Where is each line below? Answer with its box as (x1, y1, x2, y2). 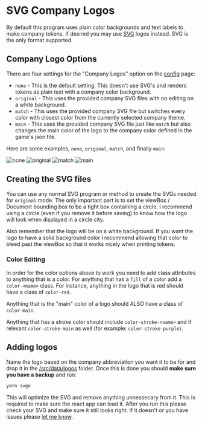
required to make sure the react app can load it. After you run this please (6, 400, 187, 407)
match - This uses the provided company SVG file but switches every (14, 107, 186, 115)
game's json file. (14, 133, 56, 140)
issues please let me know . (6, 413, 74, 420)
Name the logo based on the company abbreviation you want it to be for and (6, 358, 196, 366)
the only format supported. (6, 36, 74, 44)
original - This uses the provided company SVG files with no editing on (14, 94, 194, 102)
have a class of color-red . (6, 288, 71, 295)
